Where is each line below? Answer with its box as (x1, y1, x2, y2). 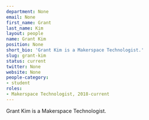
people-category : (6, 74, 49, 80)
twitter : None (6, 63, 41, 70)
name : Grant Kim (6, 36, 46, 42)
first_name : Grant (6, 20, 51, 25)
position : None (6, 42, 44, 48)
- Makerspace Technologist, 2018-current (6, 91, 110, 97)
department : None (6, 8, 49, 15)
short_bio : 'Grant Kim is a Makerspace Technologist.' (6, 47, 144, 53)
